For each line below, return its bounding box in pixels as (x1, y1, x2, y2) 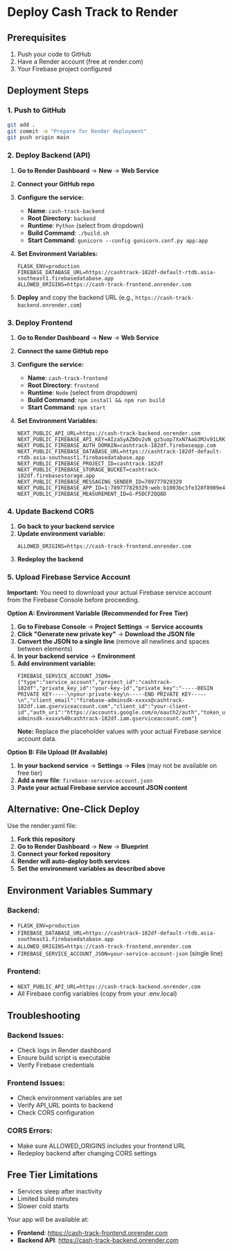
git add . (7, 121, 36, 128)
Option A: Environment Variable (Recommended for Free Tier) (7, 609, 188, 617)
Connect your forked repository (17, 849, 111, 858)
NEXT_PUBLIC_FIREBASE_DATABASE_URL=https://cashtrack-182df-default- (17, 448, 223, 455)
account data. (17, 735, 57, 743)
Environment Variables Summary (7, 884, 153, 897)
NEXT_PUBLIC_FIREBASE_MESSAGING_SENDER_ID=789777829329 (17, 478, 182, 485)
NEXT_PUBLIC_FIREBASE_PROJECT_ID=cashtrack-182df (17, 460, 164, 467)
